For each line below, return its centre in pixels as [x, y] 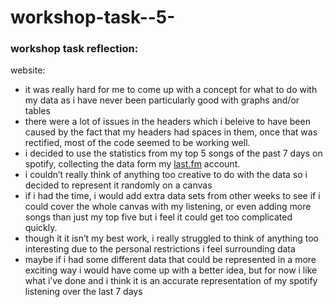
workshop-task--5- [93, 17]
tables [37, 111]
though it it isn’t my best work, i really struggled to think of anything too [171, 238]
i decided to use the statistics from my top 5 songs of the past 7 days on [173, 153]
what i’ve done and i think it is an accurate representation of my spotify [171, 281]
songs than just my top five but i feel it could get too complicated [158, 217]
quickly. [41, 228]
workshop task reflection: [74, 49]
